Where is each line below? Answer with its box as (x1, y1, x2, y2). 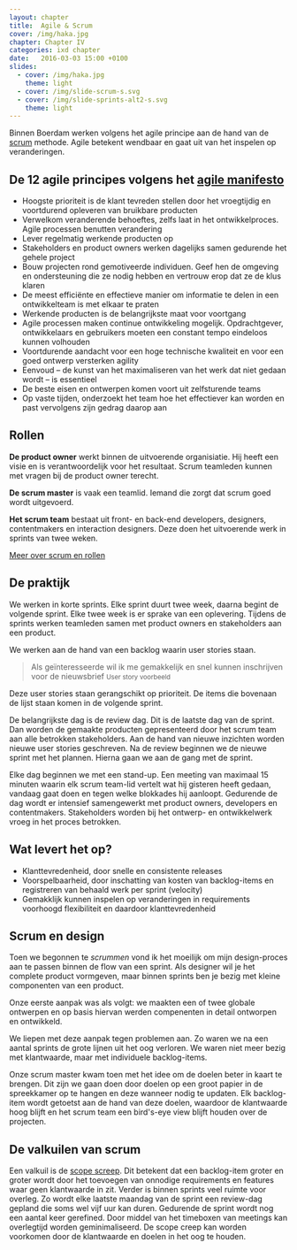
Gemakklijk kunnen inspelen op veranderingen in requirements (21, 893, 250, 904)
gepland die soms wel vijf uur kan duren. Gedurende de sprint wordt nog (9, 1203, 274, 1214)
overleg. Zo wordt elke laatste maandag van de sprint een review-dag (9, 1193, 263, 1204)
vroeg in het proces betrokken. (9, 816, 122, 827)
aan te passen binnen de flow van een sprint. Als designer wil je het (9, 962, 255, 972)
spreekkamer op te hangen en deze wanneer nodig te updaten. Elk (9, 1088, 252, 1099)
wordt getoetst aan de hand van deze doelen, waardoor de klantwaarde (27, 1098, 288, 1108)
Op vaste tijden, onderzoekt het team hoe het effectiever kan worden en (21, 393, 285, 403)
